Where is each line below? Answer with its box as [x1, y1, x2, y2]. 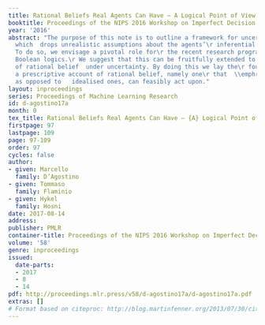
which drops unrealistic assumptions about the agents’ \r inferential [15, 41, 256, 49]
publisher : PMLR [8, 224, 62, 233]
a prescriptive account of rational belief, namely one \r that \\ [15, 70, 242, 78]
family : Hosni [15, 202, 62, 210]
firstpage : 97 [8, 121, 55, 129]
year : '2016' [8, 26, 51, 34]
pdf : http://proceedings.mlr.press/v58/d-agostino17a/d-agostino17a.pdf [8, 290, 252, 298]
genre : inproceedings [8, 246, 80, 254]
